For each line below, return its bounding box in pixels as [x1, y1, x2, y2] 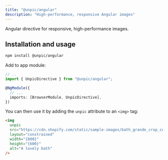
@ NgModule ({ [5, 85, 30, 90]
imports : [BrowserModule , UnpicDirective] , [9, 95, 101, 100]
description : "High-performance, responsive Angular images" [5, 12, 135, 17]
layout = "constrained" [9, 132, 55, 137]
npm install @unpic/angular [5, 53, 64, 58]
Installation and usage [5, 40, 76, 48]
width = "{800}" [9, 137, 39, 142]
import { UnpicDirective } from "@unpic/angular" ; [5, 77, 113, 82]
